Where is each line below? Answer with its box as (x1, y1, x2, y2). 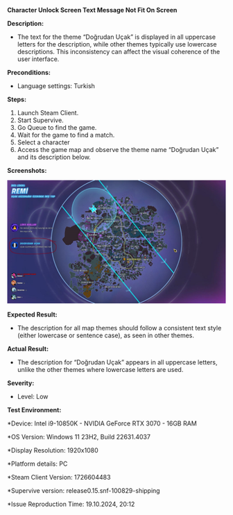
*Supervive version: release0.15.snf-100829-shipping (7, 486, 161, 495)
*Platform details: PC (7, 459, 68, 468)
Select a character (17, 138, 70, 146)
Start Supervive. (17, 116, 64, 124)
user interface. (17, 55, 60, 63)
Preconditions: (7, 69, 51, 76)
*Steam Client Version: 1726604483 (7, 473, 111, 481)
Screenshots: (7, 167, 47, 174)
